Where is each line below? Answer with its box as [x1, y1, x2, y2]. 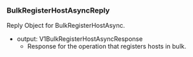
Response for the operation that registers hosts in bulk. [27, 42, 187, 51]
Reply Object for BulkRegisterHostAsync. [6, 22, 126, 30]
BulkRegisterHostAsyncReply [6, 6, 110, 15]
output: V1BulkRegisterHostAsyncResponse [16, 35, 143, 43]
